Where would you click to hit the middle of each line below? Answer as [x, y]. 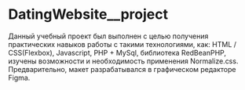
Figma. [19, 77]
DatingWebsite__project [88, 14]
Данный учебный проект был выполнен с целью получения [108, 36]
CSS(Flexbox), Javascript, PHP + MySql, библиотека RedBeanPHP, [117, 52]
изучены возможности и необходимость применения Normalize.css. [123, 61]
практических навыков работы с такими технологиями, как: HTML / [122, 44]
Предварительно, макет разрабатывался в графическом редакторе [122, 69]
